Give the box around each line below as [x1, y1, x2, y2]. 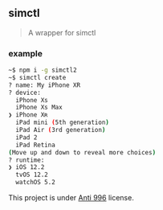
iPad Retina [15, 141, 56, 149]
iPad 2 [15, 133, 38, 142]
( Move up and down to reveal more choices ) [8, 148, 157, 156]
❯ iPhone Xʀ [8, 111, 48, 119]
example [8, 47, 43, 59]
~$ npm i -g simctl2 [8, 66, 78, 75]
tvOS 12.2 [15, 171, 48, 179]
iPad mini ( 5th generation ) [15, 118, 110, 127]
